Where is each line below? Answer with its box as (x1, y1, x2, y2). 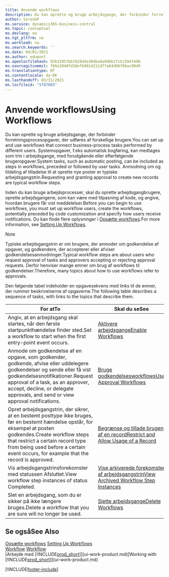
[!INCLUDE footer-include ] (5, 566, 59, 572)
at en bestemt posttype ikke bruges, (8, 412, 93, 419)
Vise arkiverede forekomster (98, 464, 165, 471)
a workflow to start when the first (8, 333, 87, 340)
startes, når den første (8, 320, 60, 327)
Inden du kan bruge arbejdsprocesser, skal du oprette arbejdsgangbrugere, (5, 189, 162, 195)
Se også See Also (5, 527, 59, 536)
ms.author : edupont (5, 54, 46, 59)
